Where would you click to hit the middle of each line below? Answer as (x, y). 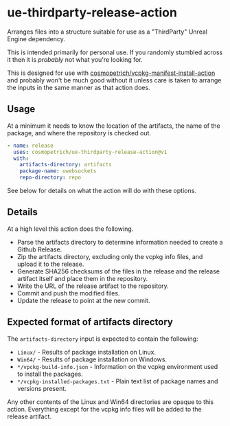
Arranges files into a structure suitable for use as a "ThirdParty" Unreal (107, 32)
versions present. (42, 388)
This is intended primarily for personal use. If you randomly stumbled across (115, 52)
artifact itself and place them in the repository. (82, 278)
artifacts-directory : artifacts (66, 165)
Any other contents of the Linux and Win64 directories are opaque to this (111, 402)
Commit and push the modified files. (68, 293)
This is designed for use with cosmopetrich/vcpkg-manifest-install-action (111, 73)
